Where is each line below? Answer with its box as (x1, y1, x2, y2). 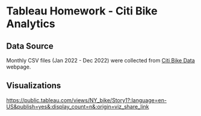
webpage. (6, 63, 31, 70)
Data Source (6, 41, 54, 51)
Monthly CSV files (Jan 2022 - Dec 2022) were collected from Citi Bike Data (6, 57, 196, 64)
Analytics (6, 17, 55, 31)
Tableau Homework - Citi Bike (6, 4, 158, 18)
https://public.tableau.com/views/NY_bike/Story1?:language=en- (6, 96, 167, 103)
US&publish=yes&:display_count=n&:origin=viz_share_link (6, 103, 149, 110)
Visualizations (6, 81, 61, 91)
